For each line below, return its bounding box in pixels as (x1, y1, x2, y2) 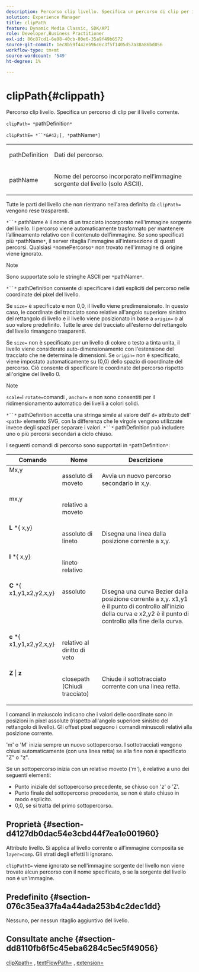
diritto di (62, 646, 85, 654)
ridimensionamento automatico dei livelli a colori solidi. (6, 400, 140, 407)
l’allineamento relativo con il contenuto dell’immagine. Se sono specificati (6, 231, 185, 238)
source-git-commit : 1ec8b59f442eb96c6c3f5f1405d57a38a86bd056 (6, 42, 163, 48)
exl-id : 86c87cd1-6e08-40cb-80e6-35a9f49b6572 (6, 36, 123, 42)
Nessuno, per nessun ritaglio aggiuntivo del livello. (6, 917, 129, 924)
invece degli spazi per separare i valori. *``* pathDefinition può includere (6, 424, 185, 431)
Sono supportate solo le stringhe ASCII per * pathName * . (6, 273, 144, 281)
